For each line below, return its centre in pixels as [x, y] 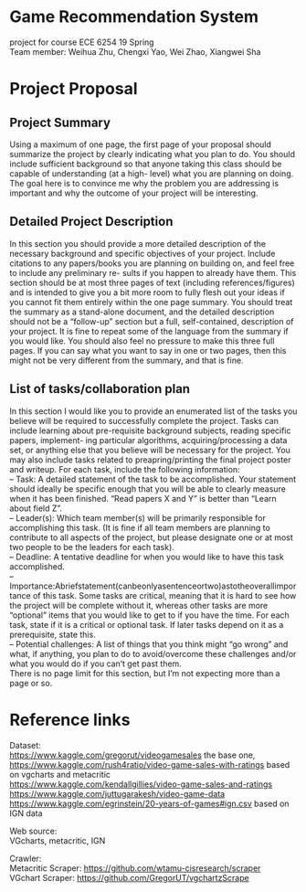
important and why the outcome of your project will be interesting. [134, 193]
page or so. [31, 683]
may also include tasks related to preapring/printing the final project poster [150, 460]
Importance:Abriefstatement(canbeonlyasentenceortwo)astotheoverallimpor [153, 586]
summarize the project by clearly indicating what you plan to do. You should [152, 154]
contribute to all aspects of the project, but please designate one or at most [152, 537]
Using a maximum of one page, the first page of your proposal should [141, 144]
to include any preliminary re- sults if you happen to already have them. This [153, 272]
